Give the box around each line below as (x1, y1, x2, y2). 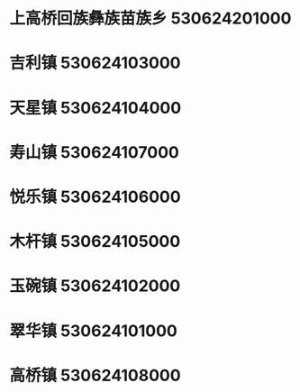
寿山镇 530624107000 (9, 141, 180, 162)
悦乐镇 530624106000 (9, 187, 182, 207)
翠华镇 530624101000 (9, 321, 177, 341)
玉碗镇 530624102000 (9, 276, 181, 296)
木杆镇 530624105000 (9, 232, 181, 252)
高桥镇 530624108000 (9, 365, 182, 386)
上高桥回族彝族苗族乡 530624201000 (9, 8, 292, 29)
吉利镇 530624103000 (9, 53, 181, 73)
